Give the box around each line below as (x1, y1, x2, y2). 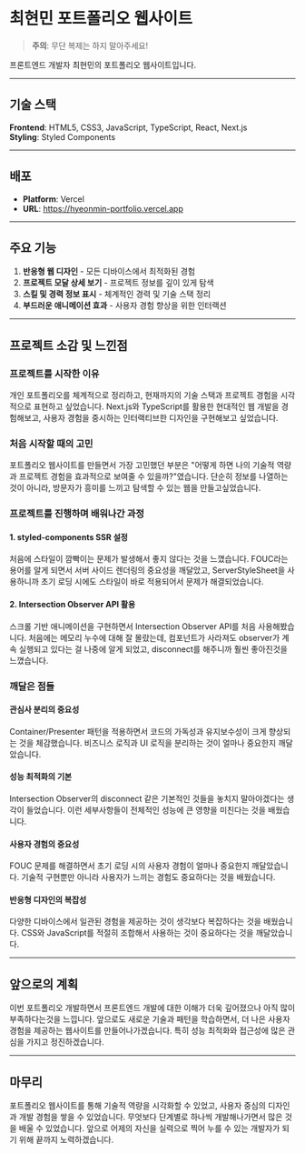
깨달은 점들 (9, 679, 55, 692)
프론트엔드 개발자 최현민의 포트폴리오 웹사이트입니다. (9, 59, 197, 70)
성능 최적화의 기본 (9, 771, 73, 782)
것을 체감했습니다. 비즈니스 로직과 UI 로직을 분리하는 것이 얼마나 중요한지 (18, 737, 277, 748)
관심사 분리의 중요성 (9, 704, 80, 715)
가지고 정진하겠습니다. (25, 1037, 104, 1048)
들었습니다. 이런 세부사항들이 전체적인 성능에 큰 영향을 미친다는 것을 (25, 805, 266, 816)
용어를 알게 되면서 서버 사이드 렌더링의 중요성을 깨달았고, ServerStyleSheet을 (9, 565, 286, 576)
